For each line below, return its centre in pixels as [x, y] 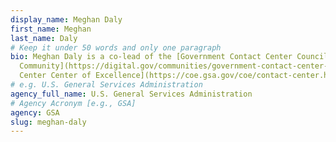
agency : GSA [35, 112]
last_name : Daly [44, 38]
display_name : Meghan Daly [66, 19]
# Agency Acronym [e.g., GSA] [73, 103]
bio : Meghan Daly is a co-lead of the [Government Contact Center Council [169, 57]
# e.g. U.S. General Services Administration [106, 85]
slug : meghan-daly [48, 122]
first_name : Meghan [51, 29]
